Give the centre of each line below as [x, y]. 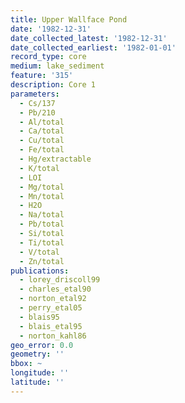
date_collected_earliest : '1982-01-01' [93, 47]
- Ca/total [42, 131]
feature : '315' [42, 76]
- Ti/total [42, 242]
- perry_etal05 [51, 308]
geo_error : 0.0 [42, 345]
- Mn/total [42, 196]
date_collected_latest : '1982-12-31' [89, 38]
